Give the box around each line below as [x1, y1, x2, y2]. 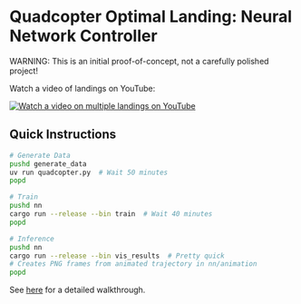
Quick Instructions [9, 127, 117, 142]
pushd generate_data [9, 159, 88, 169]
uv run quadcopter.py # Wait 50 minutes [9, 168, 169, 177]
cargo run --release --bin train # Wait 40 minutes [9, 210, 213, 219]
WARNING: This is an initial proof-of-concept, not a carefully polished [9, 55, 269, 66]
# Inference [9, 234, 54, 243]
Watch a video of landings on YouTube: [9, 83, 156, 93]
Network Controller [9, 25, 158, 46]
